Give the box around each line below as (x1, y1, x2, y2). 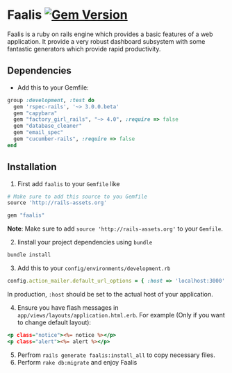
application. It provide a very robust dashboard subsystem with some (7, 37, 206, 45)
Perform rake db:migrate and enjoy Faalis (17, 358, 138, 366)
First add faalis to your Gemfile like (17, 179, 120, 188)
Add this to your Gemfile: (17, 83, 89, 92)
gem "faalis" (7, 212, 45, 219)
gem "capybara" (13, 110, 58, 117)
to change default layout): (17, 318, 92, 326)
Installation (7, 161, 57, 173)
